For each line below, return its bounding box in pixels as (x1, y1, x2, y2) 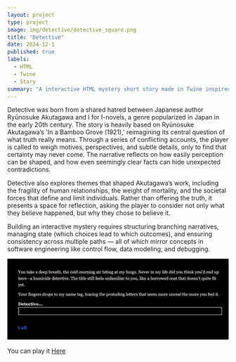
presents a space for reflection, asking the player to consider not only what (7, 201, 225, 210)
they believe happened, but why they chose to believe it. (7, 209, 171, 217)
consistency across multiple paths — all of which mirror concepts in (7, 238, 204, 246)
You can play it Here (7, 347, 66, 355)
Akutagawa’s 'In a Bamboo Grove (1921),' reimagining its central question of (7, 128, 225, 136)
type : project (7, 18, 49, 26)
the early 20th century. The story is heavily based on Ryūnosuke (7, 120, 195, 129)
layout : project (7, 11, 55, 18)
